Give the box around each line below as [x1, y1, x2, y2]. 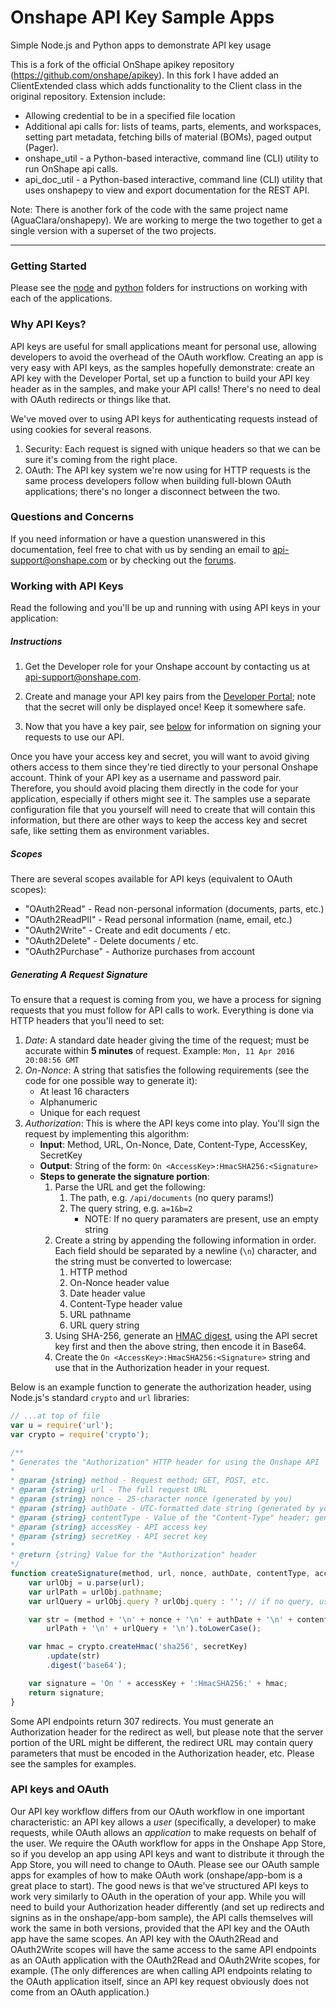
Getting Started [10, 259, 87, 273]
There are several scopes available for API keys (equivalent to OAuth [10, 873, 293, 885]
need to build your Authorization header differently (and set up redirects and [10, 1901, 325, 1913]
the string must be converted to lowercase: [54, 1256, 233, 1268]
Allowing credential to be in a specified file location [24, 109, 236, 121]
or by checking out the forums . [109, 554, 237, 566]
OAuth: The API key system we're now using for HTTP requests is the [24, 464, 312, 476]
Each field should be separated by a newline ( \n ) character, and [54, 1245, 317, 1257]
